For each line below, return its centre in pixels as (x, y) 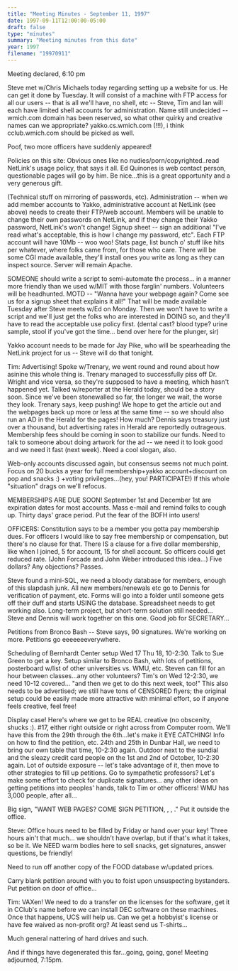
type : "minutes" (31, 34)
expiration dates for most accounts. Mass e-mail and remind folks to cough (117, 507)
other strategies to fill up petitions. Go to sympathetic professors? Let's (111, 773)
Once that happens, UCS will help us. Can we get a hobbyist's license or (113, 917)
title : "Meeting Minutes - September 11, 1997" (79, 14)
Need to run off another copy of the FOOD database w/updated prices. (111, 867)
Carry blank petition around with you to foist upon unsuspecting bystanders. (119, 880)
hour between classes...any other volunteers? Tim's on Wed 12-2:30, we (113, 675)
